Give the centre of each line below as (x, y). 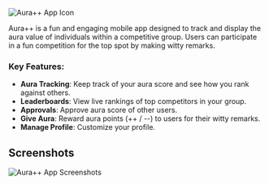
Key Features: (37, 67)
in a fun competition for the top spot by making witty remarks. (112, 45)
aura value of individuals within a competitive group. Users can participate (133, 37)
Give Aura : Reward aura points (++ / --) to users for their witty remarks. (140, 118)
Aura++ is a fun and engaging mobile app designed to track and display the (135, 28)
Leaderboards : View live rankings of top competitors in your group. (133, 101)
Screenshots (41, 153)
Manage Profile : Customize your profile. (88, 127)
